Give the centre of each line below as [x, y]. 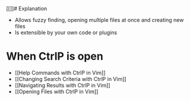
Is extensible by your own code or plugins [66, 32]
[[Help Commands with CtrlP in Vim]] [60, 73]
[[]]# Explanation [27, 9]
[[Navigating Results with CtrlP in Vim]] [63, 85]
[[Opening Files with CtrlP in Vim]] [56, 92]
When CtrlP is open [55, 56]
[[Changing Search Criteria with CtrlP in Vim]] [70, 79]
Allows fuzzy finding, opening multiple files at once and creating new [99, 20]
